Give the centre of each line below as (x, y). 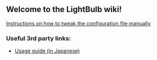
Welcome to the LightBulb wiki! (64, 10)
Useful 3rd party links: (39, 38)
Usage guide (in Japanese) (47, 51)
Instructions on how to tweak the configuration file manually (78, 23)
